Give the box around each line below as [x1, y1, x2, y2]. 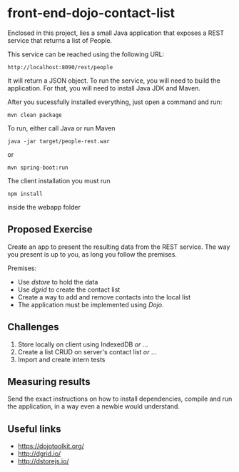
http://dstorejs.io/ [17, 457, 69, 466]
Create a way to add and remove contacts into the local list [17, 292, 191, 301]
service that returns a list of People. [7, 36, 113, 44]
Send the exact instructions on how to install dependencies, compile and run [7, 394, 233, 404]
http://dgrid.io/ [17, 449, 61, 458]
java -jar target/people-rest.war [7, 138, 111, 145]
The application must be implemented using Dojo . [17, 300, 164, 309]
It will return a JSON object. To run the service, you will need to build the [7, 76, 221, 85]
